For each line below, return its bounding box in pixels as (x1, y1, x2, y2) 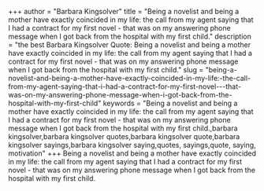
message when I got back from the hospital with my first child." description (8, 31, 252, 41)
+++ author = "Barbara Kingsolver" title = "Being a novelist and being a (8, 7, 240, 16)
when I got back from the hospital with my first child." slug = (8, 65, 204, 74)
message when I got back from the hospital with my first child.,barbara (8, 123, 238, 133)
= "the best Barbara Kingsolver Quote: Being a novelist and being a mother (8, 40, 251, 50)
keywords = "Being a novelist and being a (102, 98, 238, 108)
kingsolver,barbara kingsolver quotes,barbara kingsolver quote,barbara (8, 132, 240, 141)
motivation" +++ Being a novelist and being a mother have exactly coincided (8, 149, 257, 158)
